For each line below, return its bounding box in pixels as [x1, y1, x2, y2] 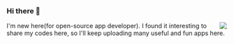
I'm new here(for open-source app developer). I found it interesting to [6, 22, 207, 30]
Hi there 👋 [6, 6, 41, 16]
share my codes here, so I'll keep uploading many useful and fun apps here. [6, 29, 225, 37]
